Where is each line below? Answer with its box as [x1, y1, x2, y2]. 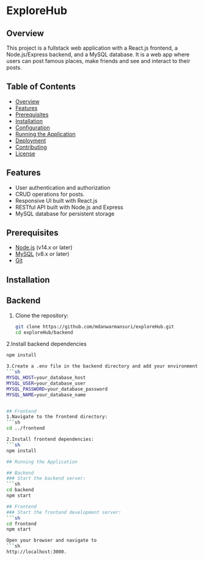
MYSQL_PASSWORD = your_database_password [6, 386, 108, 392]
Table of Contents [6, 81, 76, 92]
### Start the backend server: [6, 475, 86, 481]
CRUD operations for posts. [15, 190, 85, 198]
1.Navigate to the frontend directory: [6, 414, 108, 420]
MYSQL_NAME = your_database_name [6, 391, 86, 398]
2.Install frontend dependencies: [6, 436, 95, 443]
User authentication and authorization [15, 184, 111, 191]
